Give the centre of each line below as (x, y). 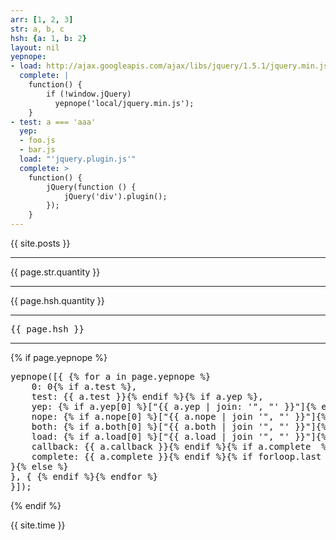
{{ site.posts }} (40, 243)
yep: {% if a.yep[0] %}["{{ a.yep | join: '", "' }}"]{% (174, 406)
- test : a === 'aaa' (53, 122)
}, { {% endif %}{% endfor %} (84, 476)
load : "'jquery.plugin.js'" (78, 159)
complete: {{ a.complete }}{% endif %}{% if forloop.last (176, 456)
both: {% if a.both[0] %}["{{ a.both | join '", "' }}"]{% (179, 426)
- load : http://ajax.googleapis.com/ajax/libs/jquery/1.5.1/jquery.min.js (169, 66)
